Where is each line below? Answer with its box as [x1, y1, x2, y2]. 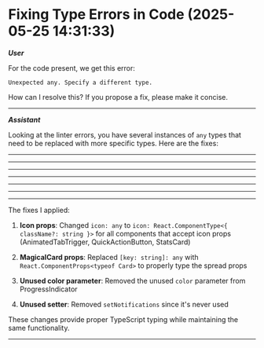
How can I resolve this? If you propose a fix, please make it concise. [8, 92, 228, 101]
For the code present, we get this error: [8, 63, 136, 72]
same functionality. [8, 323, 70, 332]
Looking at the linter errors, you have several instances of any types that [8, 130, 242, 139]
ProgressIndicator [19, 284, 78, 294]
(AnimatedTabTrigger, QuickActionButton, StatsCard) [19, 237, 191, 247]
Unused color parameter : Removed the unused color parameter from [19, 276, 246, 285]
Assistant [8, 115, 41, 124]
